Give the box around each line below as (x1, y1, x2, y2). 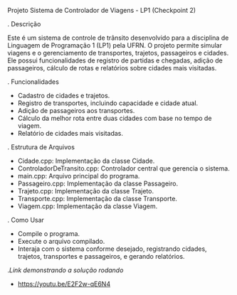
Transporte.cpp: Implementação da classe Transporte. (17, 195, 178, 203)
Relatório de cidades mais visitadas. (17, 129, 123, 137)
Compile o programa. (17, 230, 80, 237)
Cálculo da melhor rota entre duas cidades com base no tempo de (17, 114, 212, 122)
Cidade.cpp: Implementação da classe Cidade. (17, 156, 155, 165)
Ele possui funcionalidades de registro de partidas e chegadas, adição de (7, 56, 223, 65)
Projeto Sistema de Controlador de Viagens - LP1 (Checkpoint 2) (7, 6, 196, 14)
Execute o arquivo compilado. (17, 237, 105, 245)
